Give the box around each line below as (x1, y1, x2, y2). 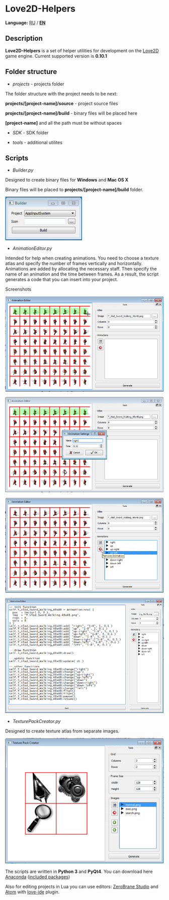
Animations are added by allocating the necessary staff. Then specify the (5, 266, 157, 272)
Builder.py (12, 167, 34, 173)
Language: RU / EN (5, 20, 46, 26)
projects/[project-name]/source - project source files (5, 100, 118, 106)
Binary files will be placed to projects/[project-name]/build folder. (5, 187, 143, 193)
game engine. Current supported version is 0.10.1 (5, 53, 107, 59)
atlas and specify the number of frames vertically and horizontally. (5, 260, 143, 266)
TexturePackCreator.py (12, 718, 61, 725)
